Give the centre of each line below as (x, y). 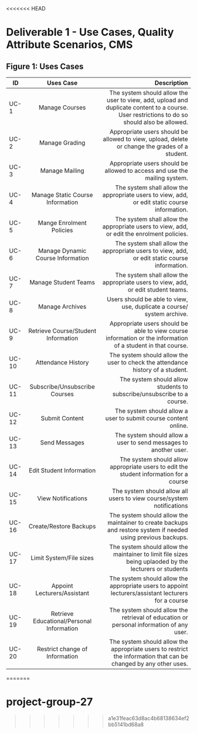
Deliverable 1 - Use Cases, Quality (90, 32)
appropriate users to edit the (149, 467)
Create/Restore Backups (62, 526)
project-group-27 (50, 702)
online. (179, 426)
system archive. (166, 314)
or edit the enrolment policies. (147, 234)
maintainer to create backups (148, 523)
